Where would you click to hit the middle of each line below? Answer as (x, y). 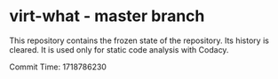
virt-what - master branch (107, 16)
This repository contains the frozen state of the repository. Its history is (139, 40)
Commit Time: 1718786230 (58, 67)
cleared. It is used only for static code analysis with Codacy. (119, 49)
